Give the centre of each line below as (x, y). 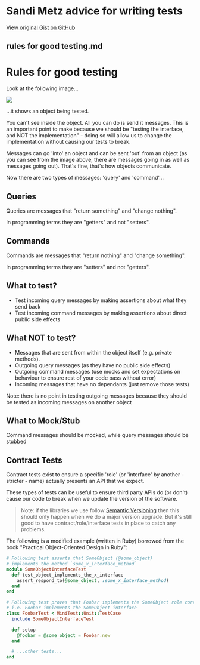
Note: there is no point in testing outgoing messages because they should (97, 396)
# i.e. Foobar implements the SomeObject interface (71, 608)
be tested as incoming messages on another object (69, 402)
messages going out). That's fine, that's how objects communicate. (89, 166)
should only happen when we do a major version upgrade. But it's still (106, 517)
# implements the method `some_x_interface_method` (71, 564)
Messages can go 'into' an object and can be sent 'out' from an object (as (97, 153)
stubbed (16, 441)
